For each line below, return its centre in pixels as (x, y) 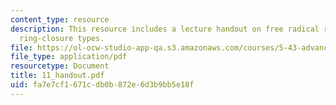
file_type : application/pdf (69, 57)
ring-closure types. (62, 38)
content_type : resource (60, 19)
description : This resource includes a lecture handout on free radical (165, 29)
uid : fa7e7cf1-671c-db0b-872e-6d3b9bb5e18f (102, 85)
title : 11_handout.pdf (57, 76)
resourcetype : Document (60, 66)
